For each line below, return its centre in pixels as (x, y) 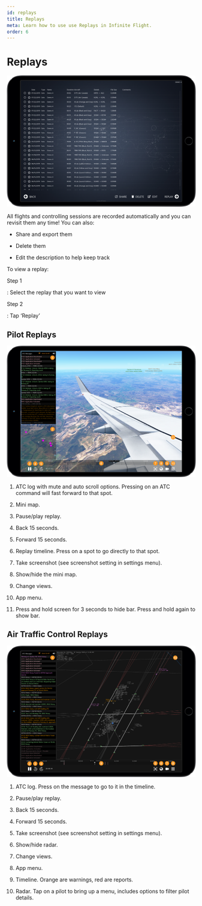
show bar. (28, 616)
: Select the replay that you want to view (56, 292)
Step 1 (14, 281)
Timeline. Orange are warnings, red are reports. (74, 880)
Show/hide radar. (37, 844)
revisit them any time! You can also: (51, 223)
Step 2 (15, 304)
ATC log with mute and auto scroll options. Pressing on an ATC (93, 487)
